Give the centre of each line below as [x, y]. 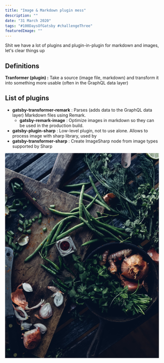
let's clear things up [25, 51]
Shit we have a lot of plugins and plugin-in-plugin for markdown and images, [82, 45]
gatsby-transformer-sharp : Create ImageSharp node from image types [85, 141]
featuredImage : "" [24, 31]
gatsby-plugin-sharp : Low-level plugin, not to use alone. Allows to [80, 131]
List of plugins [27, 98]
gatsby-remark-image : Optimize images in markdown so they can [87, 120]
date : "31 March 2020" [28, 20]
